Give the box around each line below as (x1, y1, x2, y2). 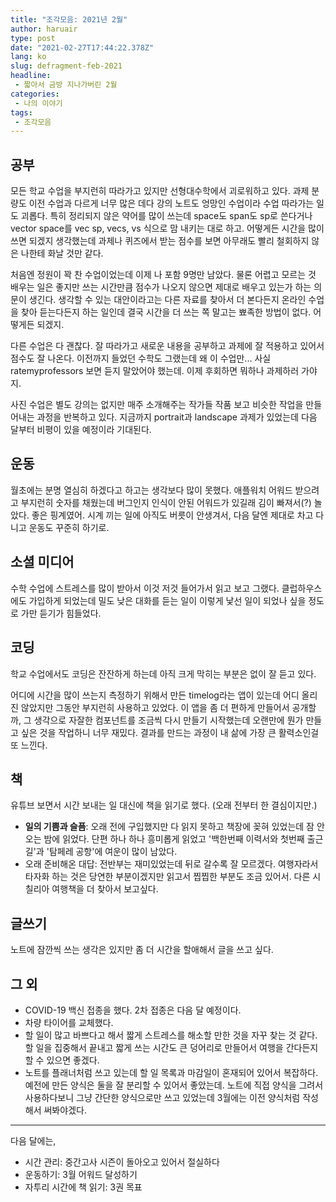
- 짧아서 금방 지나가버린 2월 (14, 80, 118, 90)
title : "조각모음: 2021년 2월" (10, 14, 128, 25)
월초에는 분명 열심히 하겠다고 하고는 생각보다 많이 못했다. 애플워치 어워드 (10, 484, 293, 496)
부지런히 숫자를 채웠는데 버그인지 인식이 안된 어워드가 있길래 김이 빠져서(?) (20, 496, 312, 508)
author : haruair (10, 24, 78, 34)
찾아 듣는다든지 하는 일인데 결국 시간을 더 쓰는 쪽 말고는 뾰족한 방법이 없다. (20, 306, 312, 318)
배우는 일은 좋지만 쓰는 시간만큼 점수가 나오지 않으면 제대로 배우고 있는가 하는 (10, 281, 312, 293)
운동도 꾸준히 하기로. (28, 521, 110, 533)
